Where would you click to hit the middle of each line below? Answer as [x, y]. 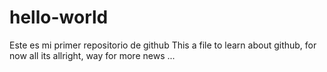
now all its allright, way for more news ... [92, 55]
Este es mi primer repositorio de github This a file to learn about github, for [163, 45]
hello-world [59, 17]
